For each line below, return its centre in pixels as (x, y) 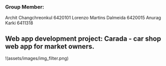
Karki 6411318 (19, 23)
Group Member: (25, 7)
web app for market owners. (50, 46)
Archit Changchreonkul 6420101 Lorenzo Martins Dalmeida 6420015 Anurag (83, 18)
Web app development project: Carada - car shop (83, 38)
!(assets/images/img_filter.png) (37, 59)
